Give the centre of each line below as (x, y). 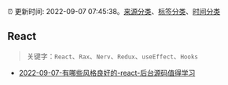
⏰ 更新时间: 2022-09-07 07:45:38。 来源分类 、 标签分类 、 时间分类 (114, 11)
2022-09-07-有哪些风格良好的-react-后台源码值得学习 (107, 73)
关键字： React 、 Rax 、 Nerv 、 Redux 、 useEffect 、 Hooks (112, 56)
